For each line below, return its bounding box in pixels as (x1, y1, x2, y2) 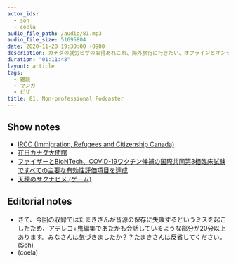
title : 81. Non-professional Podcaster (7, 96, 124, 103)
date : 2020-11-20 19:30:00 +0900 (7, 43, 105, 50)
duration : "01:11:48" (7, 56, 71, 63)
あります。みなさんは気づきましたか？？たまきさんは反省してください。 (17, 233, 226, 241)
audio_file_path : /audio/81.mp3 (7, 30, 102, 37)
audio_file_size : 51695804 (7, 37, 86, 44)
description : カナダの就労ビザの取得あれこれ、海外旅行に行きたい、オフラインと (7, 50, 216, 57)
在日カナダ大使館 (17, 148, 67, 157)
